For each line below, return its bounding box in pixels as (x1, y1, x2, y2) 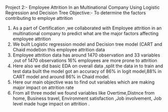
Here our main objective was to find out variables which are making (12, 79, 155, 85)
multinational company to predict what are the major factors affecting (12, 31, 159, 36)
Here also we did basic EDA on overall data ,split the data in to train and (12, 63, 163, 69)
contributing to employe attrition (5, 15, 73, 21)
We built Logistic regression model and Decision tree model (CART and (12, 41, 162, 47)
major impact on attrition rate (12, 85, 74, 91)
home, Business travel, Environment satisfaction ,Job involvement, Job (12, 95, 162, 101)
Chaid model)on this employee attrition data (12, 47, 105, 52)
